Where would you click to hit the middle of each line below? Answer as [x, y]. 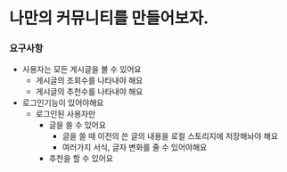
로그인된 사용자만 [66, 114]
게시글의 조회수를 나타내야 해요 [89, 80]
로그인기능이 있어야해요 [63, 102]
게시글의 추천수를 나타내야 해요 [89, 92]
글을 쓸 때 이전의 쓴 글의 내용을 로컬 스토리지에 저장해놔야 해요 [170, 136]
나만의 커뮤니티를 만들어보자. [109, 18]
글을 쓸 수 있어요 [78, 125]
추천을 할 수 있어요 [81, 159]
